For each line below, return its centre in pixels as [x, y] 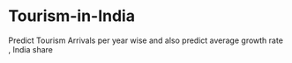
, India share [31, 49]
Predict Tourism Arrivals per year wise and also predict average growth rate [146, 40]
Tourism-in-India [72, 16]
